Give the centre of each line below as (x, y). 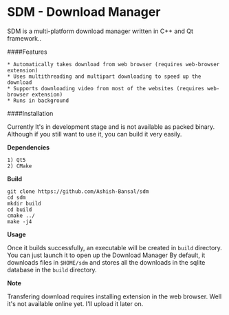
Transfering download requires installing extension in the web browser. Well (115, 296)
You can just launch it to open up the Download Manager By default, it (106, 255)
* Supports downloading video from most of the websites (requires (106, 88)
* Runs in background (38, 101)
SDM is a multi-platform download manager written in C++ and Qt (100, 31)
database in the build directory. (52, 270)
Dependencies (29, 147)
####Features (27, 52)
